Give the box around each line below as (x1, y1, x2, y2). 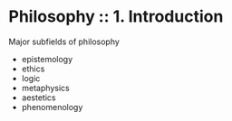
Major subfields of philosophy (8, 36, 120, 47)
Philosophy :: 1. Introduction (8, 6, 224, 27)
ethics (21, 63, 45, 74)
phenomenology (21, 101, 83, 112)
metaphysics (21, 82, 70, 93)
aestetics (21, 92, 56, 103)
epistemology (21, 53, 73, 64)
